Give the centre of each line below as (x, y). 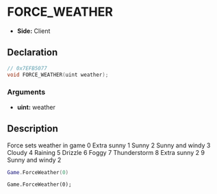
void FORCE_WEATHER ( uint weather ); (58, 75)
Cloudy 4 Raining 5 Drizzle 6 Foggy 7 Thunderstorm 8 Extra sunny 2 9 (106, 152)
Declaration (33, 52)
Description (33, 129)
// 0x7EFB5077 (27, 68)
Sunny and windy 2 (34, 160)
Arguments (26, 92)
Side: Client (34, 31)
